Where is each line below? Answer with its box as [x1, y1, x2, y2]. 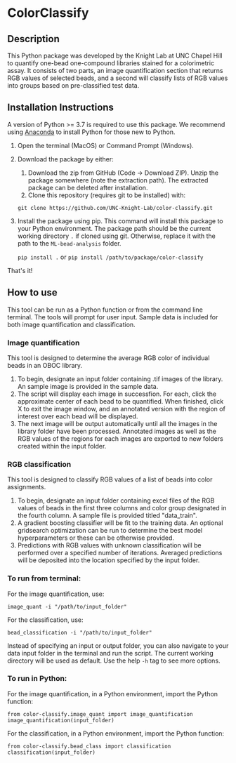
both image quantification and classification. [7, 320, 136, 329]
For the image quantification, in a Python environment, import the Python [7, 689, 218, 698]
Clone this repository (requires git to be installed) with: [27, 191, 186, 199]
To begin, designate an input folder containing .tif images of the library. [17, 374, 223, 383]
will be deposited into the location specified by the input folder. [17, 556, 200, 564]
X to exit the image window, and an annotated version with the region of [17, 404, 226, 413]
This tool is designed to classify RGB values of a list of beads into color [7, 475, 213, 484]
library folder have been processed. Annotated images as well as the [17, 427, 216, 435]
